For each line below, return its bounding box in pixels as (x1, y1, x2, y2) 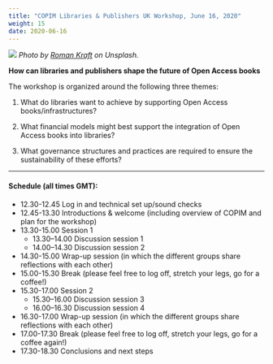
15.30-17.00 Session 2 (19, 285, 93, 295)
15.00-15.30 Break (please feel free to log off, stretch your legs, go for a (19, 268, 260, 278)
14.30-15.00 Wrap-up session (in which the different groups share (19, 251, 241, 261)
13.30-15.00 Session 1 (19, 225, 93, 235)
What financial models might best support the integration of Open (19, 122, 240, 132)
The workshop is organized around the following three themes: (8, 82, 219, 92)
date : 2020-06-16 (8, 27, 67, 35)
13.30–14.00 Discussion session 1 (32, 233, 144, 244)
